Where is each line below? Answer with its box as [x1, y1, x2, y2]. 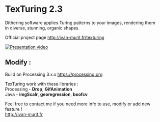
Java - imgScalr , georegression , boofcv [5, 91, 88, 97]
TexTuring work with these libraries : [5, 81, 79, 87]
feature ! [5, 106, 22, 112]
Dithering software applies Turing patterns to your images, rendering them [5, 20, 156, 26]
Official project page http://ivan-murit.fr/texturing [5, 34, 105, 40]
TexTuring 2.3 [5, 3, 63, 15]
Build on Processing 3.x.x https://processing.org [5, 71, 103, 77]
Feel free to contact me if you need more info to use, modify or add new [5, 101, 151, 107]
